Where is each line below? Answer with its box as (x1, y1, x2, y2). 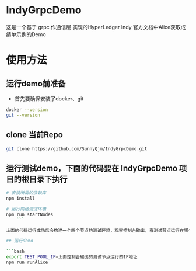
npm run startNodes (6, 211, 54, 217)
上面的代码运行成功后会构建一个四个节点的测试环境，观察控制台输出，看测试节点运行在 (6, 227, 184, 234)
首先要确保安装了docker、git (14, 95, 84, 102)
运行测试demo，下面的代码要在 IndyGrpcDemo (6, 163, 178, 173)
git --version (6, 112, 41, 118)
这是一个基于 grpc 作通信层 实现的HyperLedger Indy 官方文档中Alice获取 (6, 23, 181, 30)
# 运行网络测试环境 (6, 206, 47, 212)
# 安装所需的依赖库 (6, 190, 47, 196)
